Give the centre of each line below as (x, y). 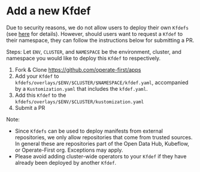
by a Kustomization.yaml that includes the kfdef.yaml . (81, 88)
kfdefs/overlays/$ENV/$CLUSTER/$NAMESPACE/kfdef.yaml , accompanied (101, 82)
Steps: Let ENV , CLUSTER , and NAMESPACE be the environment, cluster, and (94, 51)
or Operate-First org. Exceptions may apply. (69, 150)
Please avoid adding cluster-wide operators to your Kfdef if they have (101, 156)
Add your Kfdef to (37, 76)
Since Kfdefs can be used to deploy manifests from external (89, 131)
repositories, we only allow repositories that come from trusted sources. (104, 137)
